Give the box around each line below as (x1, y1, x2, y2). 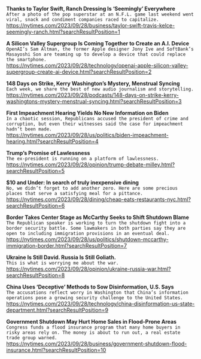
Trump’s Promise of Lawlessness (6, 150, 90, 156)
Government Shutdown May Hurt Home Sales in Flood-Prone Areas (6, 318, 177, 325)
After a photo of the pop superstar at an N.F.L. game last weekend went (6, 11, 194, 17)
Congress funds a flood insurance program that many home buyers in (6, 324, 181, 330)
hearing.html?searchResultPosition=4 (6, 138, 99, 145)
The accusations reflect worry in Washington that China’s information (6, 290, 188, 296)
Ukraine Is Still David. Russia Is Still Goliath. (6, 254, 117, 261)
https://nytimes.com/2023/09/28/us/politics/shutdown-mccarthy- (6, 236, 169, 243)
